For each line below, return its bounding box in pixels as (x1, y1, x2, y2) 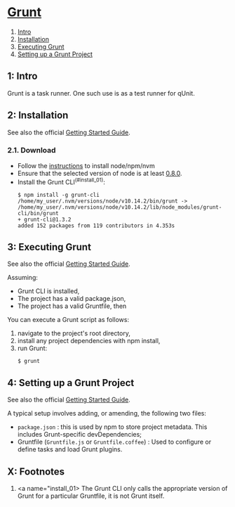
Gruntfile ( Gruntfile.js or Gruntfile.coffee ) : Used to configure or (17, 437, 212, 447)
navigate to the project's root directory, (17, 329, 131, 338)
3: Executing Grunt (7, 240, 91, 253)
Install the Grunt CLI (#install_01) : (17, 177, 105, 186)
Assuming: (7, 274, 39, 282)
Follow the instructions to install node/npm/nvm (17, 161, 156, 169)
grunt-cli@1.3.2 (24, 216, 72, 223)
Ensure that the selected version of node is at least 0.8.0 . (17, 169, 182, 177)
